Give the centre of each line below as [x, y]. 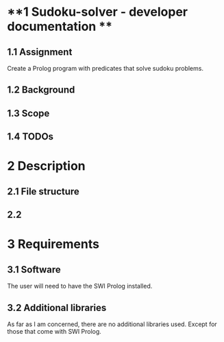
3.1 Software [34, 270]
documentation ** [60, 26]
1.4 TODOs [30, 137]
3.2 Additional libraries [57, 307]
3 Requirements [53, 244]
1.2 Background [41, 90]
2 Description [46, 166]
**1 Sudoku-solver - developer [98, 12]
